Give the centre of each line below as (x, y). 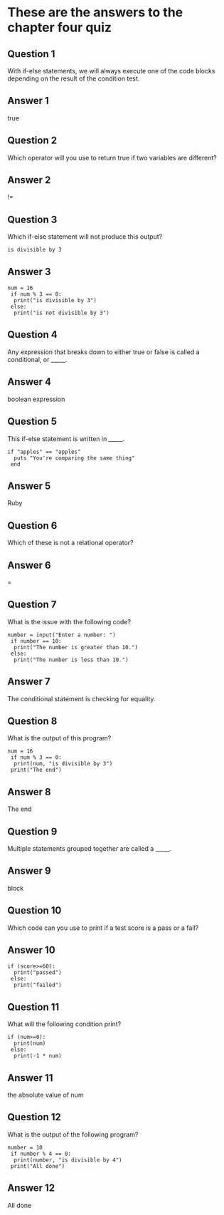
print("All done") (38, 1166)
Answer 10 (31, 950)
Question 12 (34, 1117)
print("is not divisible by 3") (62, 313)
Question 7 (32, 605)
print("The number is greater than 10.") (76, 647)
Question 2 (32, 141)
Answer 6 (29, 565)
